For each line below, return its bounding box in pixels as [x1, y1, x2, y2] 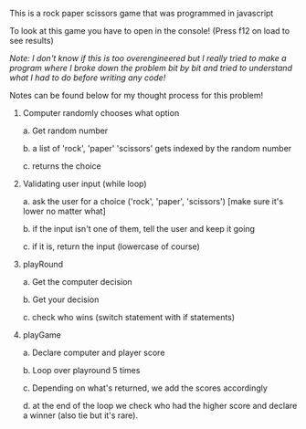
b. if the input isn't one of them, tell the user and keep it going [22, 224, 256, 234]
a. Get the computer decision [22, 277, 132, 287]
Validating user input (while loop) [22, 178, 148, 189]
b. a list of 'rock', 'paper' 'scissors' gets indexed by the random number [22, 143, 292, 153]
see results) [9, 36, 55, 46]
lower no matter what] [22, 205, 107, 216]
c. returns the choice [22, 161, 102, 172]
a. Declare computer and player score [22, 347, 165, 358]
